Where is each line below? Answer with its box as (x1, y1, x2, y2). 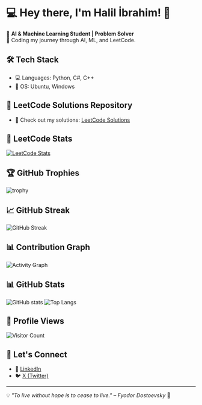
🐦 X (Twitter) (14, 372, 49, 380)
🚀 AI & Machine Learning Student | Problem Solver (6, 30, 134, 37)
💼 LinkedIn (14, 365, 41, 372)
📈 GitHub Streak (6, 205, 70, 215)
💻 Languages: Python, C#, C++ (14, 74, 94, 81)
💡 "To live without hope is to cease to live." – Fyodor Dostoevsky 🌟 (6, 392, 171, 399)
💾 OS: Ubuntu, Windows (14, 83, 75, 90)
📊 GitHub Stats (6, 280, 65, 290)
